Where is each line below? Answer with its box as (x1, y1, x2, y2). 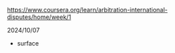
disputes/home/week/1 (7, 13, 72, 21)
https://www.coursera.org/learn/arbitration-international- (7, 6, 168, 14)
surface (16, 39, 39, 47)
